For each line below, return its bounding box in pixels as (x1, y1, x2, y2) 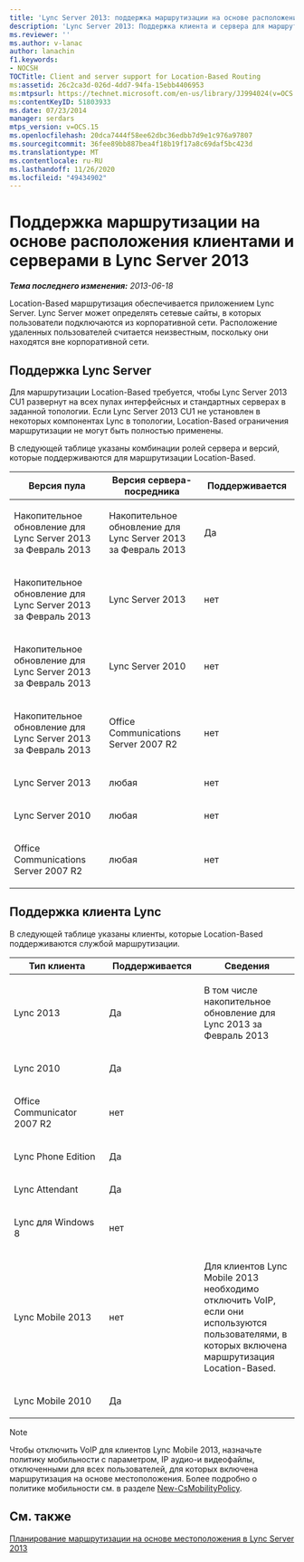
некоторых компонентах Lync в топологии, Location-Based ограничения (9, 415, 290, 426)
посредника (124, 485, 180, 498)
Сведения (224, 959, 270, 972)
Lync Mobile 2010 (14, 1395, 92, 1407)
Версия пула (28, 480, 86, 491)
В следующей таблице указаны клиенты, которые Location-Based (9, 929, 264, 939)
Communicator (14, 1106, 78, 1119)
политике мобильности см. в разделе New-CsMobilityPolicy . (9, 1482, 242, 1493)
